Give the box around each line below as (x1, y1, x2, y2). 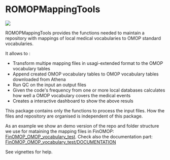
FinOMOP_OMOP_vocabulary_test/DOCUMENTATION (5, 139, 116, 145)
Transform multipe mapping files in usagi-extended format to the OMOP (12, 60, 163, 66)
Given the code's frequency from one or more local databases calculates (12, 87, 165, 93)
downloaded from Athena (12, 76, 66, 82)
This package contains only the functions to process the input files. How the (5, 107, 165, 113)
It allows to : (5, 50, 30, 56)
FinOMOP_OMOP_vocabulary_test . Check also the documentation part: (5, 133, 153, 140)
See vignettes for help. (5, 148, 53, 155)
